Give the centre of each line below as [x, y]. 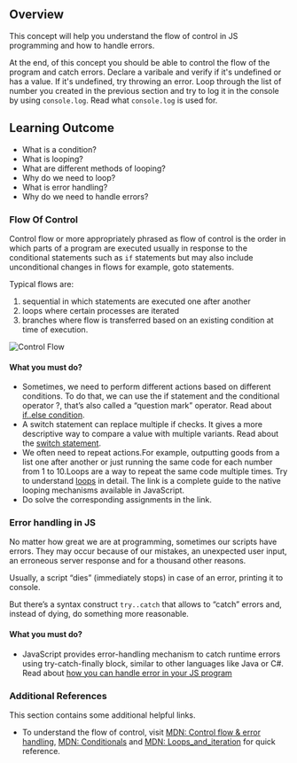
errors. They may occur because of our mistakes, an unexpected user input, [148, 551]
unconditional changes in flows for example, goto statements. [122, 267]
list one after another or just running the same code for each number [147, 462]
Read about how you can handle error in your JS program [127, 673]
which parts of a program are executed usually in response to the [129, 248]
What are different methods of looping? [94, 168]
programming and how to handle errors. [82, 45]
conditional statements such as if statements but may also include [131, 257]
